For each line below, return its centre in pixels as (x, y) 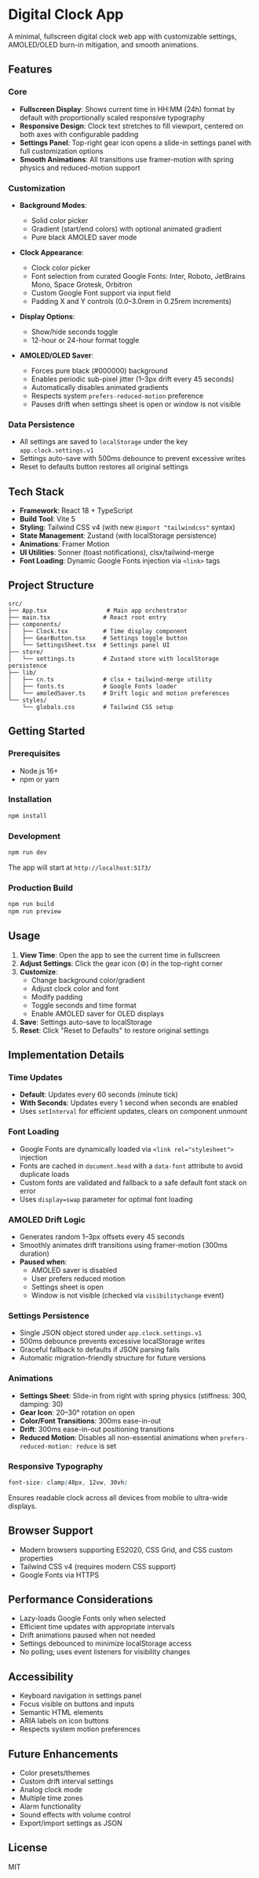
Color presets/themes (55, 1773)
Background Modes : (53, 205)
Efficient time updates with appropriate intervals (97, 1627)
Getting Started (47, 731)
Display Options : (47, 316)
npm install (27, 816)
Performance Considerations (80, 1600)
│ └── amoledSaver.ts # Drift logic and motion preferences (119, 693)
